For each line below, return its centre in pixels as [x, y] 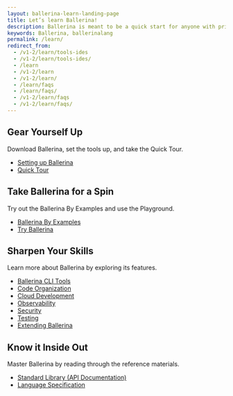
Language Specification [51, 385]
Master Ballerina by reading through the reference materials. [93, 364]
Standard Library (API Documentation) [72, 378]
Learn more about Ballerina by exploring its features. [82, 267]
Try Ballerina [35, 229]
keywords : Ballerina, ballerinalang [60, 33]
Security [29, 311]
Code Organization [44, 288]
